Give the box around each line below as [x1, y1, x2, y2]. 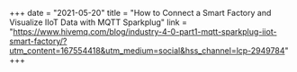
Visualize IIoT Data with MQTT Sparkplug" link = [9, 17, 187, 28]
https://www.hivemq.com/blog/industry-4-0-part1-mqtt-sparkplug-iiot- [13, 27, 277, 36]
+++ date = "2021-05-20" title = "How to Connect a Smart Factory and [9, 8, 272, 18]
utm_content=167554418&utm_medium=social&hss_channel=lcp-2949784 [9, 45, 285, 56]
